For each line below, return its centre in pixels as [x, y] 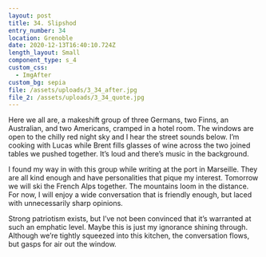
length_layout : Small [44, 53]
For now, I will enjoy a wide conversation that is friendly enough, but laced [130, 195]
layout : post [30, 16]
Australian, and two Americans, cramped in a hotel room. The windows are [131, 128]
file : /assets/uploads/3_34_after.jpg [73, 90]
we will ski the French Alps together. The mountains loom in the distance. [129, 186]
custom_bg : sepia [37, 82]
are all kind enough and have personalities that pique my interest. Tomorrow [133, 178]
